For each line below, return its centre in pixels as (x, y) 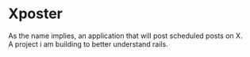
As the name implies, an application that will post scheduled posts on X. (126, 36)
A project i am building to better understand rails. (88, 44)
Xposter (36, 14)
